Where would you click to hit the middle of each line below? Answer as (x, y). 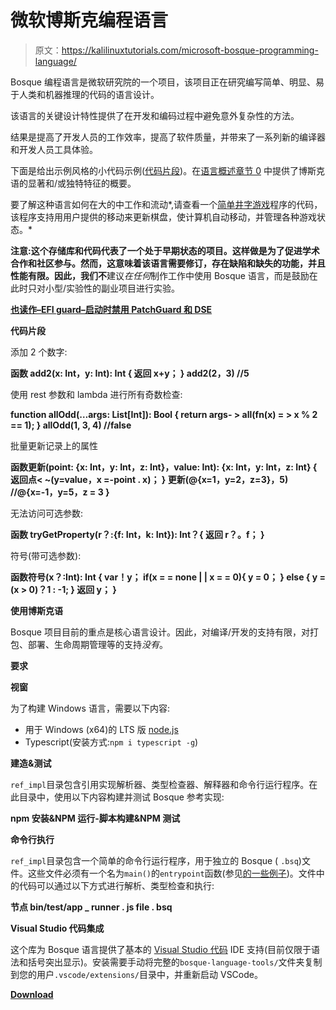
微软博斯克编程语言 (89, 20)
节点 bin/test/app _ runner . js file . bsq (91, 907)
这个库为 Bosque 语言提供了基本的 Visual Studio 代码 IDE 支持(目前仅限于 (161, 949)
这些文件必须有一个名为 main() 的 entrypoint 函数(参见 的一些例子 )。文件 (172, 873)
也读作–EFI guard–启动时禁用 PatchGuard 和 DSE (111, 309)
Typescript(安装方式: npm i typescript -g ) (111, 742)
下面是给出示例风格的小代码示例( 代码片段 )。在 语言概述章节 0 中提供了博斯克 (167, 170)
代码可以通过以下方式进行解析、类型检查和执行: (116, 885)
